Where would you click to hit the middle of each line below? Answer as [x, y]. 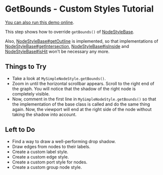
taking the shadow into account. [44, 114]
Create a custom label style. [40, 152]
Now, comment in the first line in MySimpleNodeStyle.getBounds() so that [84, 99]
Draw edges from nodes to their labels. [51, 146]
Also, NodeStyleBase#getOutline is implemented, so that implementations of [82, 41]
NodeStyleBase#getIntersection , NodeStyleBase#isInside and [67, 46]
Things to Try [26, 67]
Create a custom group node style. [47, 167]
